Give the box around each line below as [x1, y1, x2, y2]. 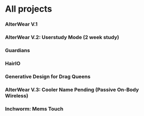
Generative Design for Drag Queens [5, 73, 91, 80]
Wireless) [5, 92, 29, 99]
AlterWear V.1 [5, 21, 38, 28]
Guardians [5, 47, 30, 54]
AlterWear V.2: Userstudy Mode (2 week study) [5, 34, 119, 41]
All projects [5, 3, 52, 15]
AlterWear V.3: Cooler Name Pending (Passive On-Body [5, 86, 139, 93]
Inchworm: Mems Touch [5, 105, 64, 112]
